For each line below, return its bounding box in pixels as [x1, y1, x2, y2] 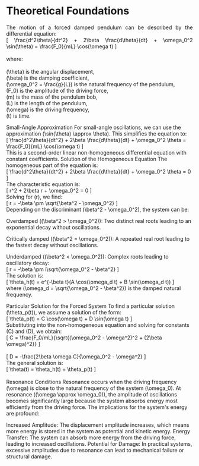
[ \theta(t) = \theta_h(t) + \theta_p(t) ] [6, 366, 97, 373]
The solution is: [6, 272, 44, 279]
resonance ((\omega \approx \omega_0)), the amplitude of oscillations [6, 391, 178, 398]
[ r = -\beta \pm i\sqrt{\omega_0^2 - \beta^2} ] [6, 266, 120, 273]
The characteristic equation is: [6, 180, 81, 188]
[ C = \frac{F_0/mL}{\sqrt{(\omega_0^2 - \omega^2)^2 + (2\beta [6, 334, 162, 341]
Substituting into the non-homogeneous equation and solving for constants [6, 321, 190, 328]
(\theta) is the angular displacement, [6, 68, 95, 75]
